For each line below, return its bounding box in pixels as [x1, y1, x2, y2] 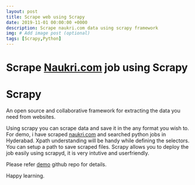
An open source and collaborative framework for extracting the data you [6, 107, 180, 114]
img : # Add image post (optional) [6, 30, 91, 36]
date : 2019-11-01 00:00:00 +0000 [6, 19, 88, 25]
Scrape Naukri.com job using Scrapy [6, 61, 189, 74]
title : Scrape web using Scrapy [6, 14, 85, 20]
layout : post [6, 8, 38, 15]
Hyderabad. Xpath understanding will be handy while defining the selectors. [6, 137, 190, 144]
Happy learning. [6, 172, 45, 179]
